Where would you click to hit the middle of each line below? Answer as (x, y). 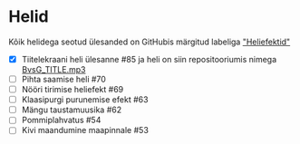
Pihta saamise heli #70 (63, 79)
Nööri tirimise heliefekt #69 (73, 90)
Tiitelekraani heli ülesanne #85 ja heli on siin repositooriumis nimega (149, 59)
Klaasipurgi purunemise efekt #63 (85, 100)
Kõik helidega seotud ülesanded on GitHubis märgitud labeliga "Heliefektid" (150, 42)
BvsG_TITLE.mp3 (53, 69)
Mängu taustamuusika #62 (72, 110)
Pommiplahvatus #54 (61, 120)
